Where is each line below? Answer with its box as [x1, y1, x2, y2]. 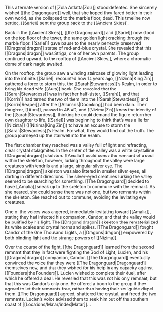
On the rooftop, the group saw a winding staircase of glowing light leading [5, 70, 154, 76]
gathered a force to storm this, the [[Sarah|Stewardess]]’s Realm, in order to [5, 81, 157, 87]
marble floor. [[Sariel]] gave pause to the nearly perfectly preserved [5, 40, 141, 46]
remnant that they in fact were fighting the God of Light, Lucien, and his [5, 249, 148, 255]
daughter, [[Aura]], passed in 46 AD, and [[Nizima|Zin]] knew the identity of [5, 107, 157, 112]
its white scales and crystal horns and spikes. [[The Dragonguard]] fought [5, 224, 153, 230]
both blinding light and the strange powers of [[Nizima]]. [5, 235, 118, 241]
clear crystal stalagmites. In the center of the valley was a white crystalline [5, 147, 155, 153]
